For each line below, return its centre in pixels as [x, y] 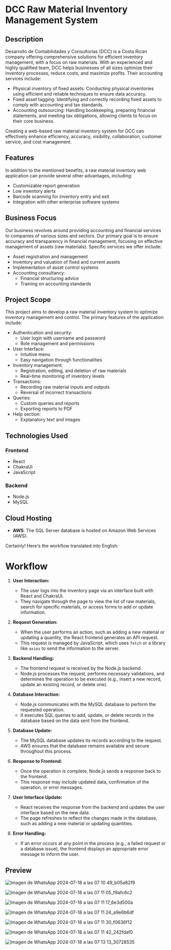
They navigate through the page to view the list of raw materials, [88, 601]
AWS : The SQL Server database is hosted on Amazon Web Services [84, 531]
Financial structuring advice [50, 278]
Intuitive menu [35, 354]
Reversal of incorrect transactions [56, 393]
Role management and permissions [57, 344]
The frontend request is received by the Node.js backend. [81, 668]
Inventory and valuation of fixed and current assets [66, 262]
